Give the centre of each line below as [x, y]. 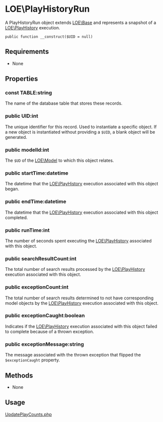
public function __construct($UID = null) [49, 37]
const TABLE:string [29, 93]
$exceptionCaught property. [33, 360]
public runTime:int [27, 230]
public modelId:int [27, 150]
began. [12, 189]
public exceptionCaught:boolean [45, 315]
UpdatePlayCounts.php [29, 414]
